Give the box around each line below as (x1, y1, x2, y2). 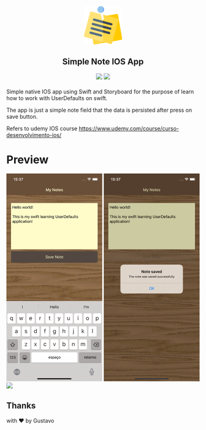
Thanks (6, 401, 36, 411)
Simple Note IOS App (62, 57, 144, 67)
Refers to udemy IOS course (6, 125, 78, 132)
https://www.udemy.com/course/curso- (78, 125, 180, 132)
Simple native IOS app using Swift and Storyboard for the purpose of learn (6, 88, 194, 95)
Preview (6, 153, 49, 166)
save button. (6, 112, 38, 120)
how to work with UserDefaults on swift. (6, 94, 108, 101)
